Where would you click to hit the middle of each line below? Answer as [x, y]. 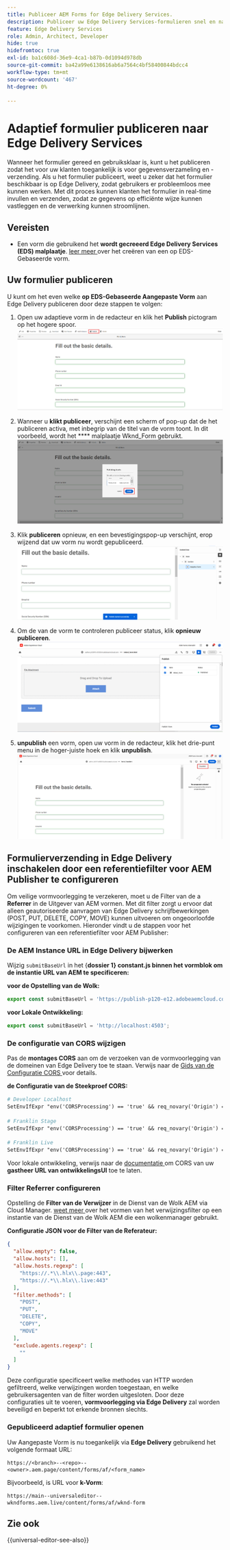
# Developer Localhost [39, 1100]
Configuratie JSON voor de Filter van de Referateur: [82, 1231]
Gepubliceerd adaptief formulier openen [75, 1427]
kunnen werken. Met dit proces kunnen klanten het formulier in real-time [110, 191]
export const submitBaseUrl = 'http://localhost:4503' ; [88, 1025]
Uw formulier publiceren [60, 280]
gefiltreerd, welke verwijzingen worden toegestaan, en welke [93, 1388]
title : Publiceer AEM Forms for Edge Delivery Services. [90, 14]
